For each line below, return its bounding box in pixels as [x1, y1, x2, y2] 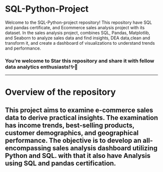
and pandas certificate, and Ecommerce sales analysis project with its [5, 24, 145, 30]
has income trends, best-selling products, [5, 121, 135, 129]
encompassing [5, 144, 51, 152]
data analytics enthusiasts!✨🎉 [5, 63, 78, 70]
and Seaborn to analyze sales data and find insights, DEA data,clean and [5, 35, 150, 41]
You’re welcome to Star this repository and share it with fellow [5, 57, 154, 64]
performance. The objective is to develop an [5, 136, 142, 144]
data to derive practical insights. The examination [5, 113, 158, 122]
